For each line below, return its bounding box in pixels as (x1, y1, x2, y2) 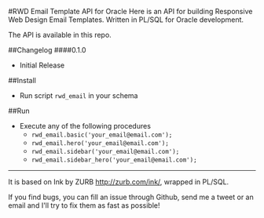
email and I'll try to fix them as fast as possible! (8, 201, 160, 210)
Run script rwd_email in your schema (19, 91, 138, 100)
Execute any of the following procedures (19, 122, 152, 130)
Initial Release (19, 60, 65, 70)
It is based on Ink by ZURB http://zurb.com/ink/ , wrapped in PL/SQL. (8, 177, 229, 187)
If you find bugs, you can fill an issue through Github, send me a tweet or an (8, 192, 254, 202)
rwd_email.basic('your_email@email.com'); (31, 131, 173, 139)
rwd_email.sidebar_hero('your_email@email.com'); (31, 156, 198, 164)
